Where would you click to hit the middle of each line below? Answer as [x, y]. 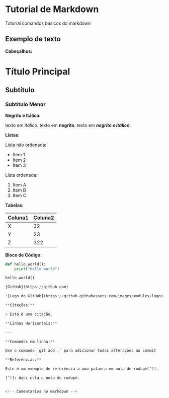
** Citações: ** [20, 305]
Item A [19, 184]
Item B [19, 190]
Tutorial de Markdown [52, 9]
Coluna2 [44, 218]
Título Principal [38, 71]
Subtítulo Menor [26, 104]
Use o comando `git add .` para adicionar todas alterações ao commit [81, 351]
